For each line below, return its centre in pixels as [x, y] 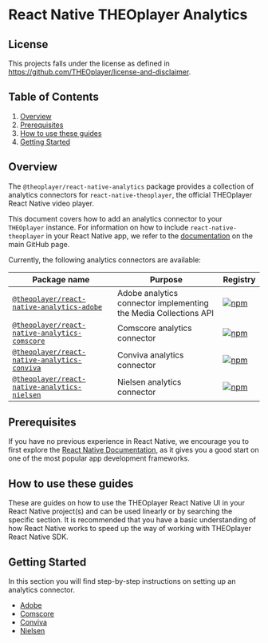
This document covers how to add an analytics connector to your [115, 218]
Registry [239, 279]
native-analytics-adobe [57, 307]
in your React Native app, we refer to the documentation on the [150, 236]
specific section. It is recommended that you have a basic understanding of [132, 520]
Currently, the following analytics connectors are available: [104, 260]
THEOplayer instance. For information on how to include [99, 227]
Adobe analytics [147, 293]
